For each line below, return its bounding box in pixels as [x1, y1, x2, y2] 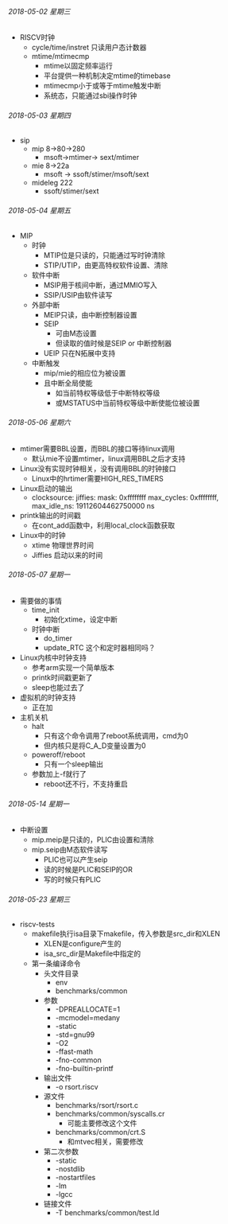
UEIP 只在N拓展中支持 [43, 348, 116, 357]
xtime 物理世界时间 [31, 540, 94, 550]
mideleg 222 [31, 178, 73, 188]
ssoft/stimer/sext [43, 186, 99, 196]
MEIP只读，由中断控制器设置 [43, 310, 137, 319]
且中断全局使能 [43, 378, 93, 388]
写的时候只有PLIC [43, 875, 102, 884]
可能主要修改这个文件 [67, 1118, 137, 1128]
